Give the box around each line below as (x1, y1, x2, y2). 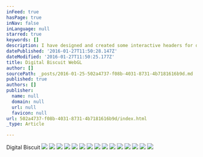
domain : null (11, 98, 45, 104)
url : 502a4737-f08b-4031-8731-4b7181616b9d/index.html (6, 115, 147, 121)
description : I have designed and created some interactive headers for (6, 43, 193, 49)
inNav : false (6, 20, 39, 26)
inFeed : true (6, 8, 39, 15)
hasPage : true (6, 14, 42, 21)
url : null (11, 104, 36, 111)
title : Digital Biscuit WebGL (6, 59, 83, 65)
